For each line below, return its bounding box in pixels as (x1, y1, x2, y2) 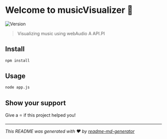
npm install (5, 58, 30, 63)
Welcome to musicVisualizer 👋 (5, 4, 133, 16)
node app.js (5, 85, 30, 90)
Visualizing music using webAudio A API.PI (17, 30, 105, 36)
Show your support (5, 99, 66, 107)
